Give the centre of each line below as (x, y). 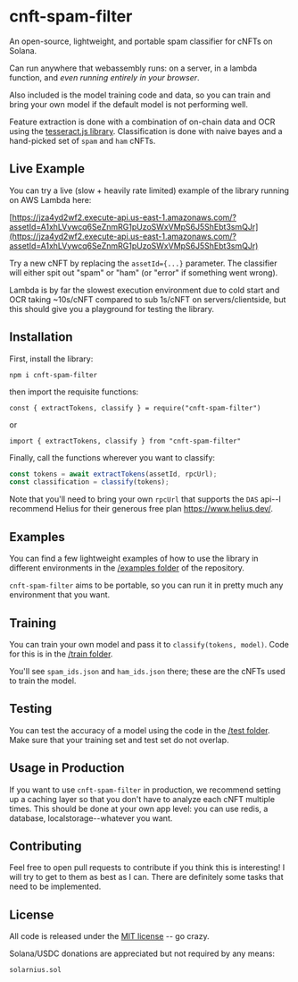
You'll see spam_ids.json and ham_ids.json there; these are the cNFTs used (147, 671)
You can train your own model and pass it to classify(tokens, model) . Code (149, 644)
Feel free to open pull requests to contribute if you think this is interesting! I (147, 868)
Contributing (46, 846)
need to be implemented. (55, 886)
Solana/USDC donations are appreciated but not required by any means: (142, 953)
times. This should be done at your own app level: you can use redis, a (139, 808)
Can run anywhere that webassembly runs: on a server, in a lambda (133, 68)
